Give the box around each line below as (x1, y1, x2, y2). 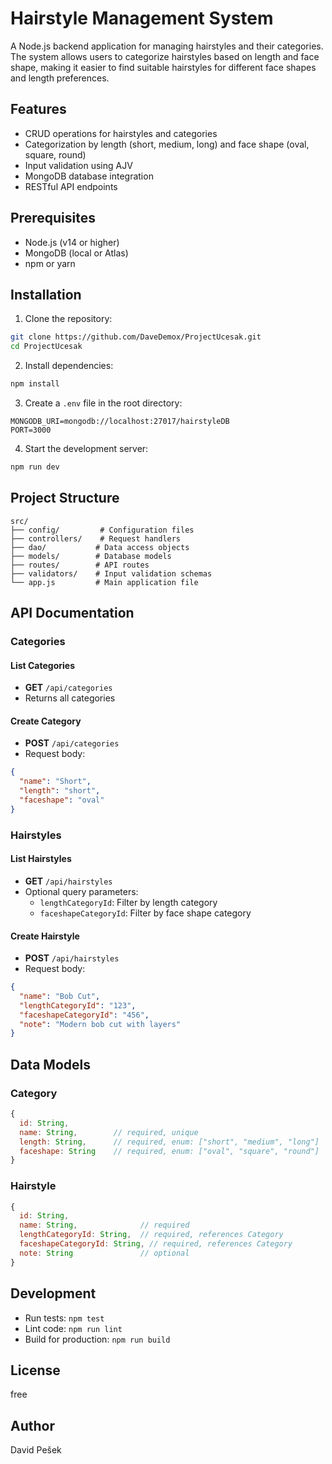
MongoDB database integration (24, 170, 154, 182)
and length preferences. (10, 72, 110, 84)
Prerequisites (10, 210, 96, 227)
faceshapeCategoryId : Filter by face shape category (39, 907, 252, 919)
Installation (10, 286, 82, 303)
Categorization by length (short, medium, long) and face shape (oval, (24, 138, 310, 150)
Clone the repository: (24, 313, 113, 325)
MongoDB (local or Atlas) (24, 247, 129, 259)
